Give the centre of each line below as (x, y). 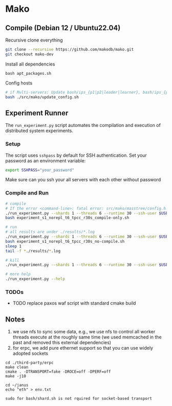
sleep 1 (14, 246)
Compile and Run (27, 193)
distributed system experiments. (39, 131)
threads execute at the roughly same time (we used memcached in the (87, 337)
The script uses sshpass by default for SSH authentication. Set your (76, 155)
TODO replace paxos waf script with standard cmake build (74, 303)
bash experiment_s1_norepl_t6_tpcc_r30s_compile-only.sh (67, 218)
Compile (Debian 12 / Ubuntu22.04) (63, 28)
